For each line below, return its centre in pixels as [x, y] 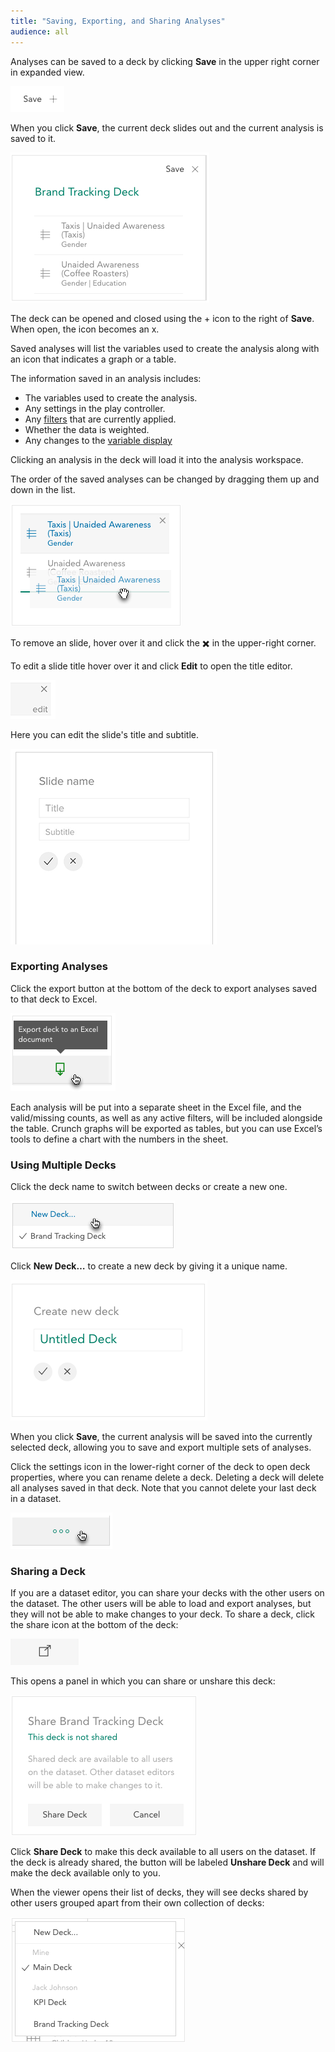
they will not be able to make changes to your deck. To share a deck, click [162, 1614]
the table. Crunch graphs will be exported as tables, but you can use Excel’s [166, 1128]
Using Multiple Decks [63, 1165]
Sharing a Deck [48, 1572]
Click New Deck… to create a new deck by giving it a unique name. [149, 1266]
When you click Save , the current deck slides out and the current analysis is [167, 127]
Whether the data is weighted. [87, 429]
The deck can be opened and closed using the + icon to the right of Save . [162, 318]
